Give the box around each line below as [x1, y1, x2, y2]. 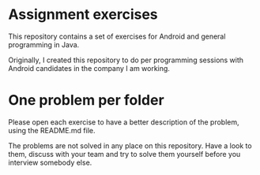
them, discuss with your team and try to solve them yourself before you [8, 149, 241, 158]
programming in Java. [8, 39, 80, 49]
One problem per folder [8, 91, 164, 110]
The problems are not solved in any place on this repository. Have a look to [8, 140, 252, 151]
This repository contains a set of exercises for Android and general [8, 32, 226, 41]
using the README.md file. [8, 125, 96, 135]
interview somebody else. [8, 158, 92, 167]
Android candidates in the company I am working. [8, 63, 170, 73]
